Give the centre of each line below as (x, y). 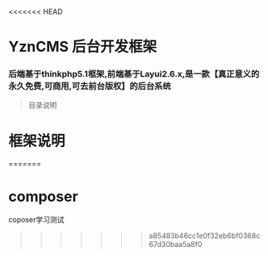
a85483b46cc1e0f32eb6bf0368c (205, 236)
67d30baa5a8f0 (176, 245)
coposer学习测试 (36, 220)
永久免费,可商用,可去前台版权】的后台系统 (90, 86)
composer (43, 196)
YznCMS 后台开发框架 (83, 47)
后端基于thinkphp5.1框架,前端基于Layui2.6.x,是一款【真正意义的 (134, 74)
